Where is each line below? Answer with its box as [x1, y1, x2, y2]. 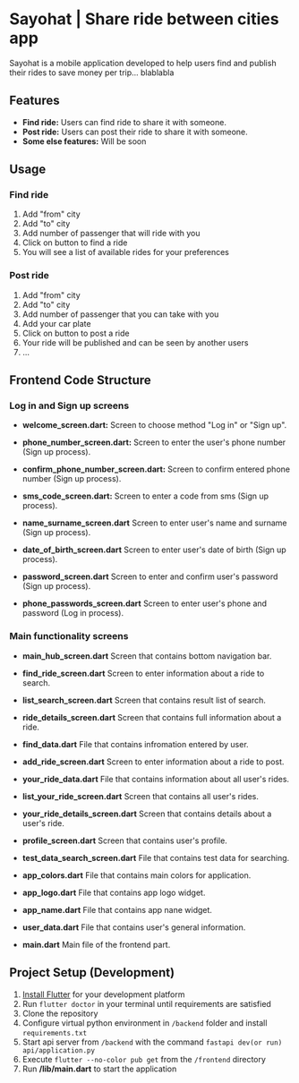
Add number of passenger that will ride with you [21, 228, 201, 239]
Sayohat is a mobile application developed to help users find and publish [9, 57, 277, 68]
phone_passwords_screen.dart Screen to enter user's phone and [21, 598, 267, 609]
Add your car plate [21, 318, 91, 328]
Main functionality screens [9, 630, 129, 643]
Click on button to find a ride [21, 237, 128, 248]
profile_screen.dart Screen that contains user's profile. [21, 835, 228, 846]
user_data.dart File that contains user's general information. [21, 922, 246, 933]
